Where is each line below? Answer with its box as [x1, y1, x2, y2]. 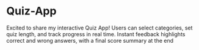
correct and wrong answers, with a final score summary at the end [6, 37, 174, 44]
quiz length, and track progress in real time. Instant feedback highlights [6, 30, 186, 37]
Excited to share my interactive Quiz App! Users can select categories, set [6, 24, 193, 31]
